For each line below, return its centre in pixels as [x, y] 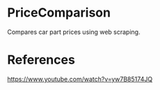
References [41, 60]
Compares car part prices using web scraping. [74, 32]
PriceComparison [59, 13]
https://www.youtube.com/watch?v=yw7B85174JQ [80, 79]
